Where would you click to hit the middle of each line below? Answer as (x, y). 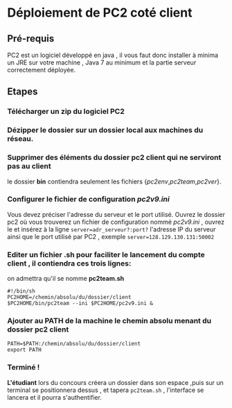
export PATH (24, 350)
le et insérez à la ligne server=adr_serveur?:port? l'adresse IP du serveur (111, 229)
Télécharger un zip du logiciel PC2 (66, 111)
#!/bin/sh (21, 291)
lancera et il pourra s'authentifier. (55, 397)
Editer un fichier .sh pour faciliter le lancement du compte (106, 254)
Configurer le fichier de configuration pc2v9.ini (88, 199)
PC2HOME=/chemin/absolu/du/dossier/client (69, 297)
